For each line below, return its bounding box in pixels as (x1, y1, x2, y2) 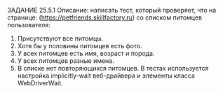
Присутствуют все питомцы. (17, 34, 104, 43)
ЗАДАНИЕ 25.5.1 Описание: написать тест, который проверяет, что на (7, 6, 217, 14)
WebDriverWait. (17, 79, 63, 87)
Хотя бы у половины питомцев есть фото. (17, 42, 142, 50)
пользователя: (7, 21, 50, 29)
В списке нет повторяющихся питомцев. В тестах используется (17, 64, 209, 72)
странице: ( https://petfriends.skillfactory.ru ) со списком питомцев (7, 13, 202, 22)
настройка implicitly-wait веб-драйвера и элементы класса (17, 71, 195, 80)
